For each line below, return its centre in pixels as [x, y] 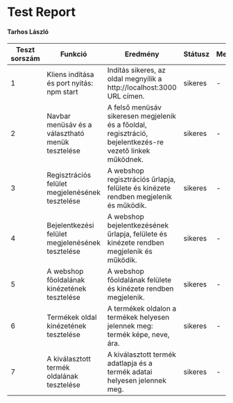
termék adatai [130, 372]
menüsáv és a [69, 125]
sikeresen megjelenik [142, 117]
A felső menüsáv [134, 108]
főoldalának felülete [139, 280]
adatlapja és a [130, 363]
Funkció [74, 54]
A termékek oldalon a [142, 309]
